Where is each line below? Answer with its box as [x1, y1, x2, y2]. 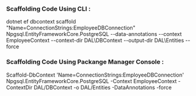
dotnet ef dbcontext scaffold [6, 18, 76, 25]
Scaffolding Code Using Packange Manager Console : [6, 58, 165, 66]
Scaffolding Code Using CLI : [6, 5, 91, 13]
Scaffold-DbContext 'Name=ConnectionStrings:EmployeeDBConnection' [6, 71, 184, 78]
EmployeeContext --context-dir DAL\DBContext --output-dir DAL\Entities [6, 37, 184, 44]
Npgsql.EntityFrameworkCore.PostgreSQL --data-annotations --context [6, 31, 182, 38]
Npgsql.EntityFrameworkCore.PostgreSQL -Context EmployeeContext [6, 77, 177, 84]
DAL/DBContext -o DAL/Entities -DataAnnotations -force [33, 84, 172, 91]
